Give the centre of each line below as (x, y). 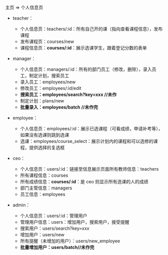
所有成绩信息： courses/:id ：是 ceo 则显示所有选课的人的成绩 (84, 182)
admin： (21, 205)
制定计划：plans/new (42, 101)
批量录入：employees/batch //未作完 (59, 107)
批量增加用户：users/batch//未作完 (57, 247)
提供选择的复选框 (47, 147)
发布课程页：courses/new (47, 41)
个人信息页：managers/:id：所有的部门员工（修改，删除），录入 (86, 69)
